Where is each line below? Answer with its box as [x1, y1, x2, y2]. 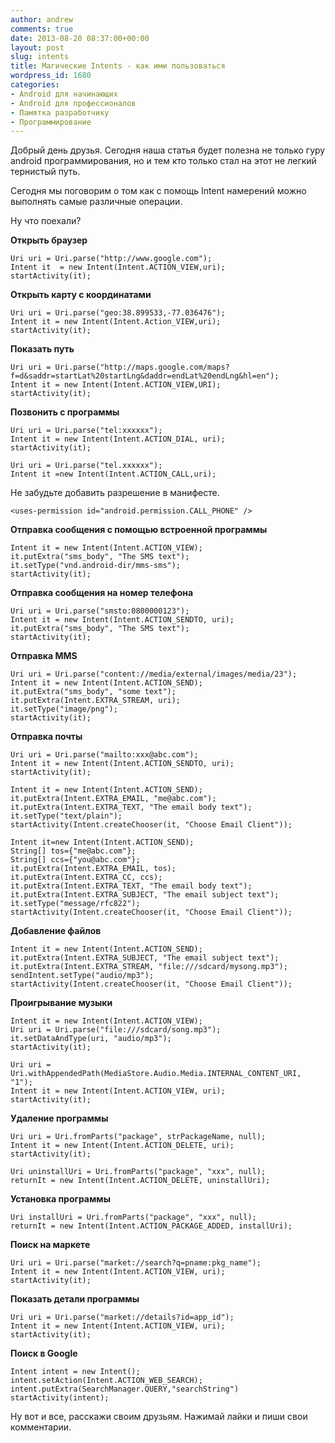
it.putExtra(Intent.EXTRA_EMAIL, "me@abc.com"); [10, 794, 217, 804]
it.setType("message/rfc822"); [10, 899, 141, 909]
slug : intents [10, 52, 70, 62]
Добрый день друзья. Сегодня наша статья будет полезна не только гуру [10, 144, 326, 156]
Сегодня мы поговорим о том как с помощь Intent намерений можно [10, 185, 307, 197]
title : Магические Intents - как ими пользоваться [10, 61, 226, 71]
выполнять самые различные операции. [10, 196, 183, 208]
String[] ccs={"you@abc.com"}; [10, 855, 141, 865]
